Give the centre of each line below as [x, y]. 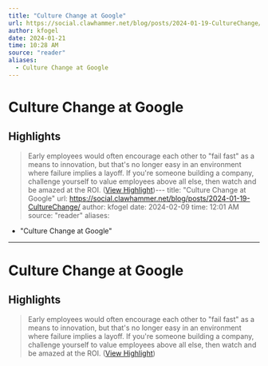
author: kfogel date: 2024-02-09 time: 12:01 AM [161, 207]
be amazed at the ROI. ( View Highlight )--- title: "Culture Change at [137, 189]
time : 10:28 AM [33, 46]
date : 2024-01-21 [37, 38]
